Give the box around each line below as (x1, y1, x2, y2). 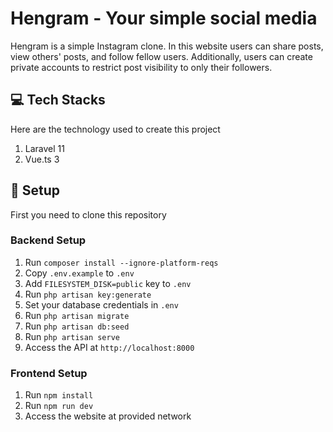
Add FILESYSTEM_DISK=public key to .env (24, 277, 192, 289)
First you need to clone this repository (10, 208, 167, 221)
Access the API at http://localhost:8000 (24, 341, 195, 353)
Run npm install (24, 389, 94, 401)
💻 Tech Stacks (10, 92, 106, 109)
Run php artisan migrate (24, 309, 130, 321)
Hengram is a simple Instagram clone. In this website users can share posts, (10, 40, 324, 52)
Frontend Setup (10, 366, 88, 380)
